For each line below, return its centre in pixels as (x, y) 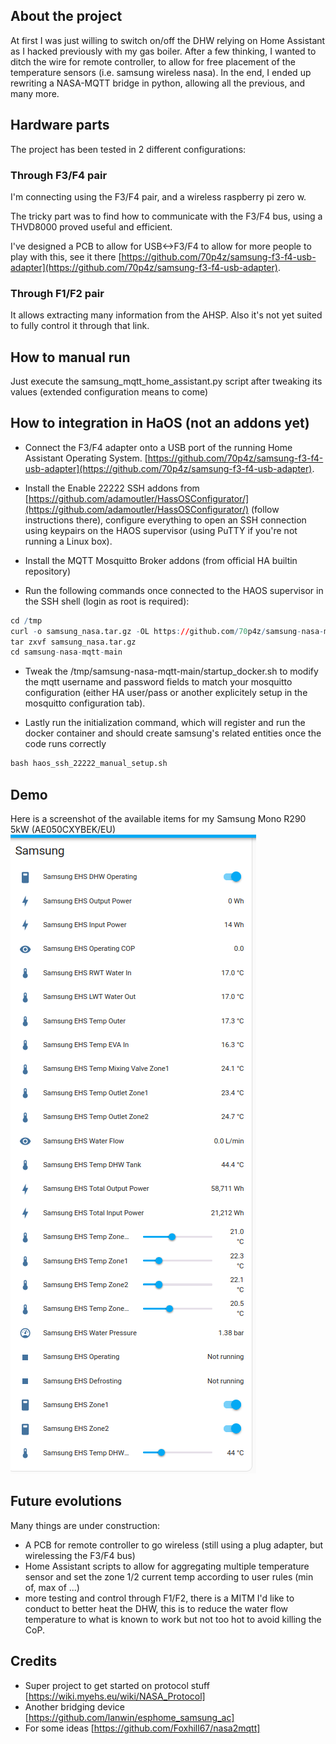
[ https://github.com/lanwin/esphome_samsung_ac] (129, 1717)
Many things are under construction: (85, 1525)
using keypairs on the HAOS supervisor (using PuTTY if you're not (161, 530)
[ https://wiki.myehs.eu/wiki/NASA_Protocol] (115, 1696)
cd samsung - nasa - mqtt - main (66, 652)
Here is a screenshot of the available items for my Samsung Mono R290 (158, 819)
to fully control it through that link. (80, 326)
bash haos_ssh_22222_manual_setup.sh (89, 764)
